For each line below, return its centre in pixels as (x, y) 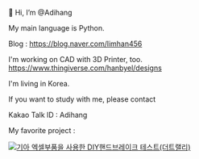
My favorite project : (42, 130)
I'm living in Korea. (39, 84)
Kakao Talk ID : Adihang (48, 115)
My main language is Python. (56, 28)
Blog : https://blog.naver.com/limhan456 (75, 44)
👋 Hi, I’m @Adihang (40, 13)
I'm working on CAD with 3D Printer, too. (75, 59)
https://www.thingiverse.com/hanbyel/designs (85, 68)
